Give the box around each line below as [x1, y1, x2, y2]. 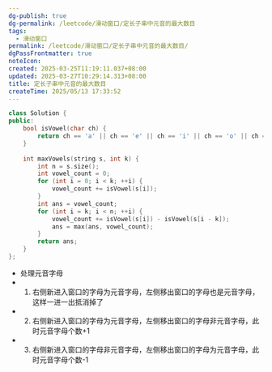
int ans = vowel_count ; [37, 199, 117, 207]
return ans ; [37, 237, 79, 246]
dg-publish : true [8, 11, 67, 20]
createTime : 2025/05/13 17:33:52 [8, 87, 121, 96]
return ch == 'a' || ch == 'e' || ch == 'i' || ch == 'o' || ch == [37, 132, 270, 140]
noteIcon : [8, 58, 42, 66]
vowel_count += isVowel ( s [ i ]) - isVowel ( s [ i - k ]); [51, 215, 230, 223]
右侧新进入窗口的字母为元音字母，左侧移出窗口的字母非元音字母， [32, 315, 253, 325]
